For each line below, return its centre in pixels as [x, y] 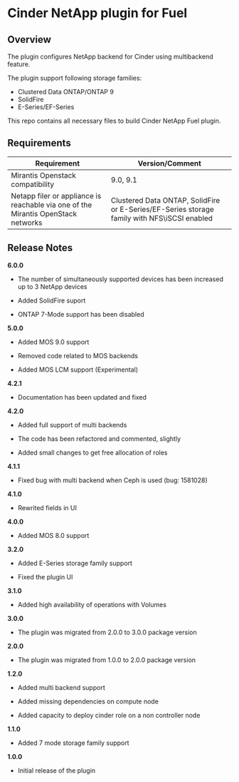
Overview [30, 40]
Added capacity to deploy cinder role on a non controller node [109, 715]
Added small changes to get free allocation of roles [93, 452]
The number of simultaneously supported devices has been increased [121, 279]
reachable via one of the [52, 205]
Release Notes [40, 248]
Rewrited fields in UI [47, 507]
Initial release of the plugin [57, 770]
